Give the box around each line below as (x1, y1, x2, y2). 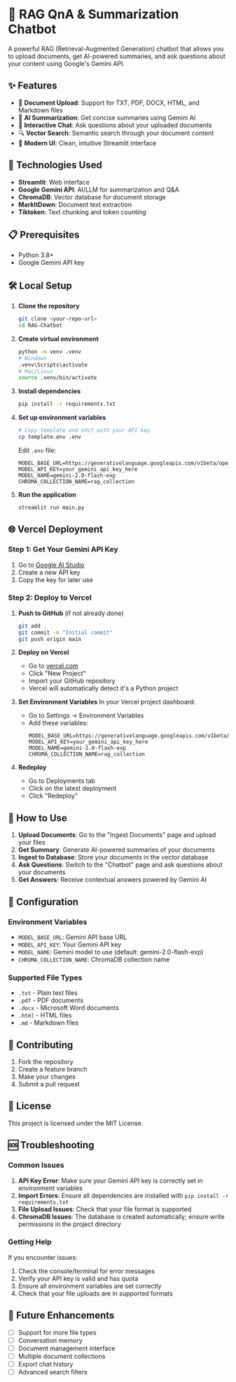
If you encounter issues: (8, 1253, 78, 1261)
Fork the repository (18, 1058, 74, 1066)
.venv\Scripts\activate (18, 361, 88, 368)
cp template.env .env (18, 433, 81, 441)
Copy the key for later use (18, 575, 93, 584)
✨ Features (8, 80, 57, 92)
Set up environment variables (18, 414, 106, 422)
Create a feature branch (18, 1065, 88, 1074)
